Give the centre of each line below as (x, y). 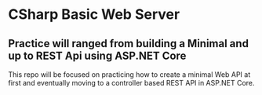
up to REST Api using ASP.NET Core (97, 55)
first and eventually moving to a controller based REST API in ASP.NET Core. (131, 83)
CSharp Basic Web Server (94, 15)
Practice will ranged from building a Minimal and (129, 44)
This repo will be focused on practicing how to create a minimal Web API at (129, 75)
